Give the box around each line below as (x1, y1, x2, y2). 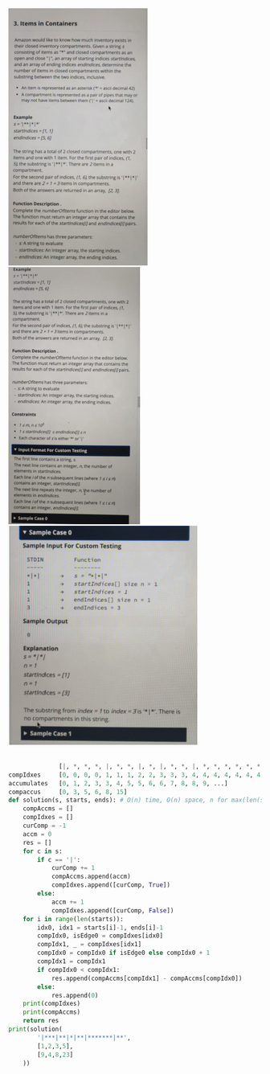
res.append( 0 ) (51, 991, 99, 999)
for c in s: (22, 847, 63, 855)
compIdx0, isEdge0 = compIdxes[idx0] (37, 932, 163, 940)
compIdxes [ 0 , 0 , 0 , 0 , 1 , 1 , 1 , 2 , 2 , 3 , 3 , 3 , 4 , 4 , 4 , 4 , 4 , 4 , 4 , (8, 771, 264, 779)
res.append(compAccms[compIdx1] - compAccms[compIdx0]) (51, 974, 243, 982)
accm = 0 (22, 830, 52, 838)
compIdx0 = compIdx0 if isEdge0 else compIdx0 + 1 (37, 949, 211, 957)
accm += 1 (51, 898, 84, 906)
